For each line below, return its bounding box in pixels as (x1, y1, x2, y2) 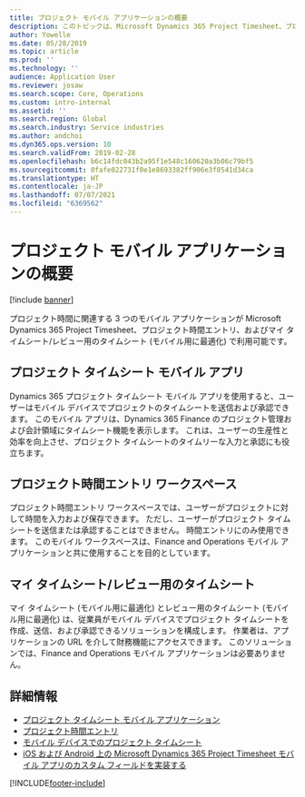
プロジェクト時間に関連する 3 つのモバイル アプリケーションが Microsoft (9, 312, 281, 323)
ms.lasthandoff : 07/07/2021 (9, 191, 116, 200)
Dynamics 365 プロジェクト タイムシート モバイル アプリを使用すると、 (9, 390, 279, 401)
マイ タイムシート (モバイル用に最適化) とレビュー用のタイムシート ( (9, 603, 266, 614)
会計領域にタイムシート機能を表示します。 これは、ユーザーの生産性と (25, 424, 289, 436)
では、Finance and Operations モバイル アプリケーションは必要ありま (16, 648, 279, 659)
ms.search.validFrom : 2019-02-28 (9, 148, 136, 157)
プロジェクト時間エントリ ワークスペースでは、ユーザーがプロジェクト (9, 502, 273, 513)
